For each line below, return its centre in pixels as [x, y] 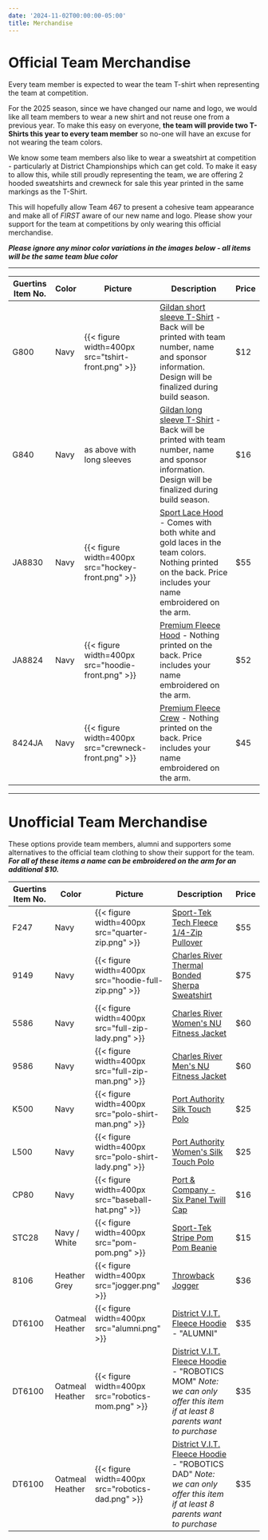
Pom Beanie [195, 1248]
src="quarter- [121, 933]
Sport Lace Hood [191, 513]
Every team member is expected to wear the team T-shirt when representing [134, 85]
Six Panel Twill [199, 1200]
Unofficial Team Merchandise [108, 822]
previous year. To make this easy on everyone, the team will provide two [128, 125]
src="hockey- [111, 567]
